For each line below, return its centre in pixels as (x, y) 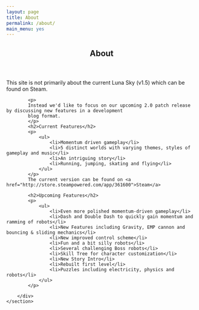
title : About (23, 18)
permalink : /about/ (31, 23)
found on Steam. (27, 89)
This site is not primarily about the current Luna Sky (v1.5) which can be (96, 82)
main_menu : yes (25, 29)
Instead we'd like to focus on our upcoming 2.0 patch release (109, 105)
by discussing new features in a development (64, 110)
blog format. (44, 116)
